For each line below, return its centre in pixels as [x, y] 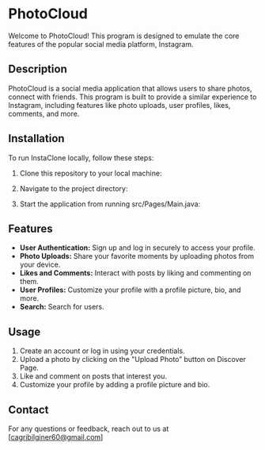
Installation [36, 138]
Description [38, 69]
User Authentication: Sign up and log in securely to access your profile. [137, 248]
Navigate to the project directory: [74, 188]
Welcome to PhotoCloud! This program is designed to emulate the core [124, 36]
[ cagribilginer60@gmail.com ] [56, 437]
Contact [28, 410]
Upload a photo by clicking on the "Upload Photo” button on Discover [133, 360]
